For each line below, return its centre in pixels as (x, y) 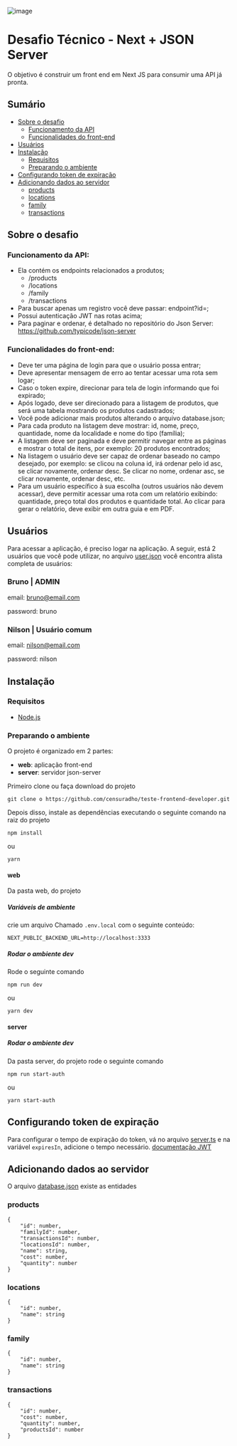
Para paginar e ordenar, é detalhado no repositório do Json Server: (116, 323)
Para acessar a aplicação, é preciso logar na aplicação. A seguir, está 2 (112, 548)
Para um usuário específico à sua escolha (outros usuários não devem (120, 486)
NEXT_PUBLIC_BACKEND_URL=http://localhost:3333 (79, 938)
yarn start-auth (31, 1100)
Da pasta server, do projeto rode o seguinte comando (86, 1061)
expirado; (32, 395)
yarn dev (20, 1011)
